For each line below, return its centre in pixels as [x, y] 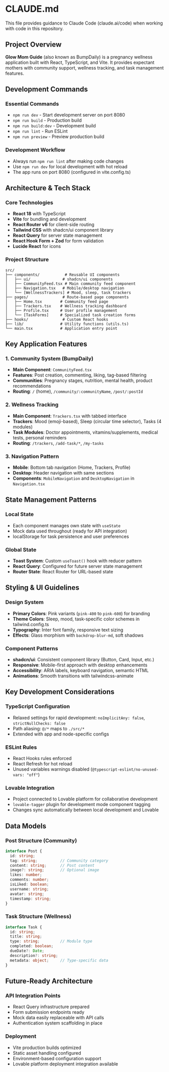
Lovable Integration [30, 788]
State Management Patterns [51, 500]
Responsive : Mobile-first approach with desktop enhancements [80, 665]
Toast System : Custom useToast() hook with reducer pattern [77, 561]
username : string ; [30, 889]
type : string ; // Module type [51, 942]
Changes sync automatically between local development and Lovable [86, 810]
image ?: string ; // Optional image [55, 870]
